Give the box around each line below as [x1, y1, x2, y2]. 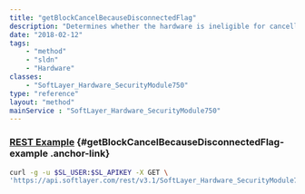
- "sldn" [25, 55, 59, 64]
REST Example [9, 136, 75, 149]
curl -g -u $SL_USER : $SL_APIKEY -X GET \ [9, 168, 169, 177]
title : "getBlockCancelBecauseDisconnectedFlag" [9, 13, 197, 23]
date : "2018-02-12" [9, 30, 84, 39]
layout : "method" [9, 97, 75, 107]
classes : [9, 73, 43, 82]
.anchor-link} [49, 147, 111, 160]
